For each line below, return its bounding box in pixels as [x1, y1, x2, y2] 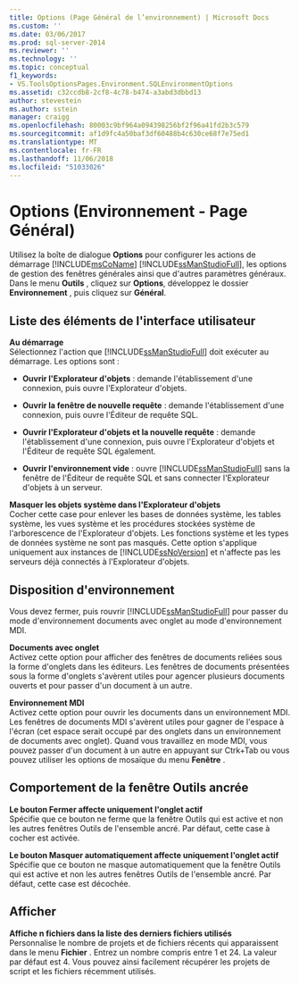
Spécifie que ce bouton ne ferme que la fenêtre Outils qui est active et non [9, 814, 284, 824]
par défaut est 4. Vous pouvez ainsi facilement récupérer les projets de [9, 956, 270, 967]
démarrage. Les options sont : [9, 356, 120, 367]
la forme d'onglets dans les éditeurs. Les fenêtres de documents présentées [9, 661, 290, 672]
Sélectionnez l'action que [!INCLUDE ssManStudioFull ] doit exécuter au [9, 346, 270, 357]
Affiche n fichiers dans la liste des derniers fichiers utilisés [9, 928, 232, 939]
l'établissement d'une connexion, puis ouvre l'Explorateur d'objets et [21, 437, 275, 447]
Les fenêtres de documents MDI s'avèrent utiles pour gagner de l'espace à [9, 716, 285, 727]
